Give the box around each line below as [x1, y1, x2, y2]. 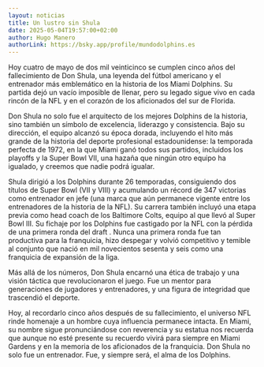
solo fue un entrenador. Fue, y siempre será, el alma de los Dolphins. [8, 350, 231, 360]
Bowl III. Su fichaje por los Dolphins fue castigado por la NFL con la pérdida [8, 219, 254, 229]
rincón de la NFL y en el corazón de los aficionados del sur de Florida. [8, 96, 236, 106]
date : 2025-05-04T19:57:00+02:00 [8, 26, 118, 34]
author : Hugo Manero [8, 33, 76, 42]
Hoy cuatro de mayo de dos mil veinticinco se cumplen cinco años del [8, 62, 236, 72]
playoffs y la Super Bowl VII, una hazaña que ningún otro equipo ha [8, 153, 226, 163]
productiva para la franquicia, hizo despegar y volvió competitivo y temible [8, 236, 251, 245]
